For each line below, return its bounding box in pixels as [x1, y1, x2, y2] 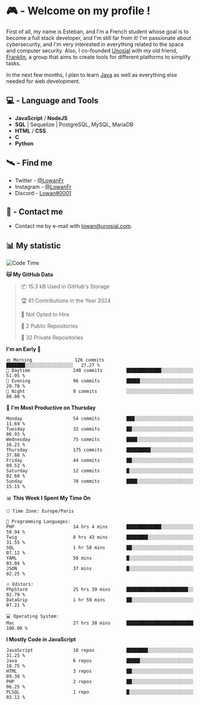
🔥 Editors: [6, 581, 34, 587]
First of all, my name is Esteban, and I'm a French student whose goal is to [6, 27, 189, 35]
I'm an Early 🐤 [6, 346, 41, 353]
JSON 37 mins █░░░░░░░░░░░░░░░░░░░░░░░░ [6, 566, 194, 572]
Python [14, 140, 34, 147]
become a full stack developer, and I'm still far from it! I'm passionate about [6, 34, 192, 41]
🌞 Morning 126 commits [6, 357, 104, 364]
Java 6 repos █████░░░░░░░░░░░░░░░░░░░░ [6, 658, 194, 664]
